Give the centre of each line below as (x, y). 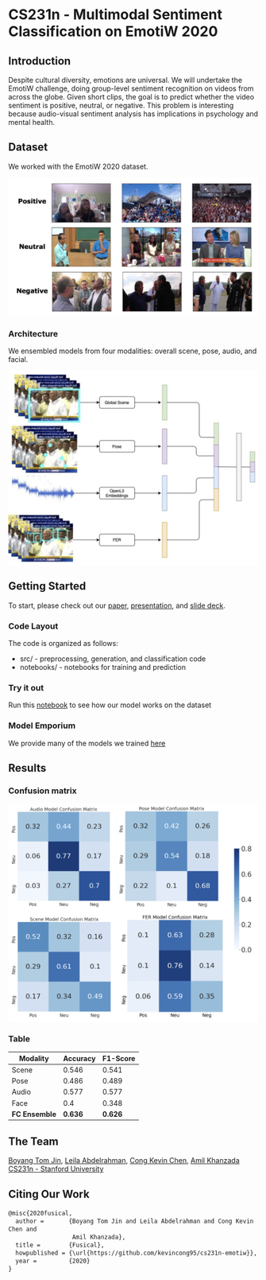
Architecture (33, 333)
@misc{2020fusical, (40, 1214)
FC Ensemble (34, 1114)
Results (27, 768)
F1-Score (119, 1058)
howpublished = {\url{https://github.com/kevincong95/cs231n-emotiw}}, (137, 1253)
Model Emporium (42, 726)
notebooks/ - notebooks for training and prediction (103, 667)
